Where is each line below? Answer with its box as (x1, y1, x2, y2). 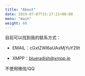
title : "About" (5, 7, 36, 12)
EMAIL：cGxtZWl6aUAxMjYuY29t (12, 45, 81, 51)
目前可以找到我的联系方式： (5, 35, 61, 40)
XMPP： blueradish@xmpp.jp (12, 56, 71, 61)
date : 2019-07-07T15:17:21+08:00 (5, 12, 73, 17)
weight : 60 (5, 20, 27, 26)
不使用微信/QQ (5, 66, 35, 72)
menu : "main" (5, 16, 32, 21)
